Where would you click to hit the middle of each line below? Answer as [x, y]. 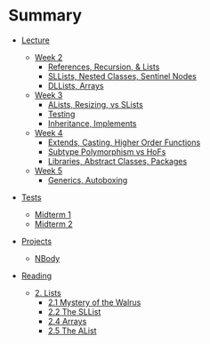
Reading [36, 276]
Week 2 [48, 57]
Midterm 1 [53, 214]
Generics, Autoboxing [88, 180]
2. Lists [48, 292]
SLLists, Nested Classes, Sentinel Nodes [122, 76]
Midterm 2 [53, 224]
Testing [61, 114]
